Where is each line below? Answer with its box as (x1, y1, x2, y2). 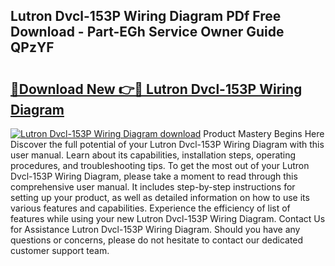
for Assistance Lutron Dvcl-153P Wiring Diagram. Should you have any (10, 224, 301, 235)
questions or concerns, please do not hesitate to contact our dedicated (10, 234, 304, 246)
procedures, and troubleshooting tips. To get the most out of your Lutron (10, 160, 310, 171)
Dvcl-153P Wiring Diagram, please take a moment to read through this (10, 170, 298, 182)
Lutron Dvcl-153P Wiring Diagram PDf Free (10, 8, 282, 25)
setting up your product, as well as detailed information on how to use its (10, 192, 310, 203)
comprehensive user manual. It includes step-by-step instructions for (10, 181, 296, 193)
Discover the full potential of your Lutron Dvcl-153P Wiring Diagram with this (10, 139, 325, 150)
